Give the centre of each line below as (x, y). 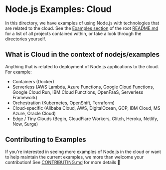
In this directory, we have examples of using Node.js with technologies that (82, 23)
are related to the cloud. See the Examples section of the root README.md (82, 28)
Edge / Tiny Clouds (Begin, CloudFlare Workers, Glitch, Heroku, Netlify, (85, 119)
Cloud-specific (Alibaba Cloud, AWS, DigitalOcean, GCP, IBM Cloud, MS (86, 108)
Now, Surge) (25, 124)
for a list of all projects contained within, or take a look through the (73, 33)
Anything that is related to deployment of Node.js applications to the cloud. (82, 66)
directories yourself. (26, 39)
